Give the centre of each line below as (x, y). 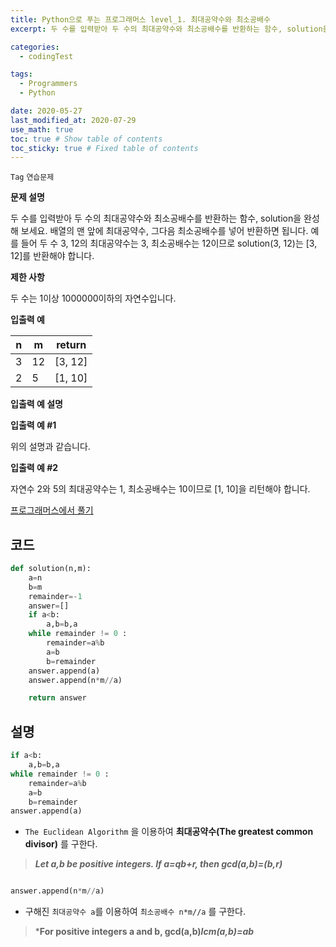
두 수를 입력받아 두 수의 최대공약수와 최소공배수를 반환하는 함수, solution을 (156, 218)
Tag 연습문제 (32, 177)
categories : (35, 47)
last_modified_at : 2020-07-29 (73, 120)
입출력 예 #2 (34, 468)
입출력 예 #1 (33, 425)
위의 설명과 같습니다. (50, 447)
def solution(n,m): (51, 569)
